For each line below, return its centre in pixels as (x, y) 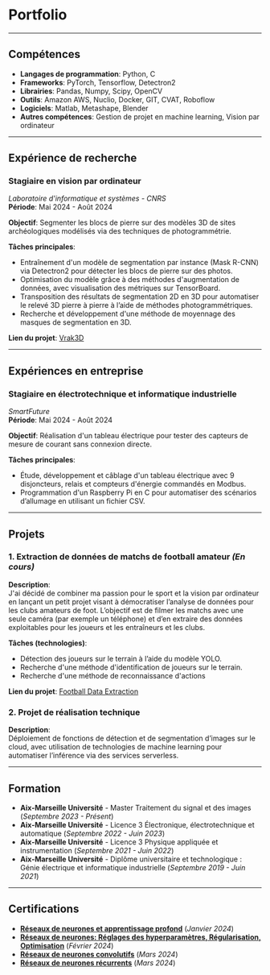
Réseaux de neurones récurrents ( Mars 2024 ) (98, 963)
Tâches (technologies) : (48, 643)
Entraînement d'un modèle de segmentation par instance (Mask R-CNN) (139, 263)
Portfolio (38, 15)
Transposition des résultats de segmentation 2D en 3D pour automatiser (139, 297)
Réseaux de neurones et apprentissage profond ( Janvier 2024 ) (127, 928)
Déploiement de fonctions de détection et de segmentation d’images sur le (132, 738)
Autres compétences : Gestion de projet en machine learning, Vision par (139, 116)
